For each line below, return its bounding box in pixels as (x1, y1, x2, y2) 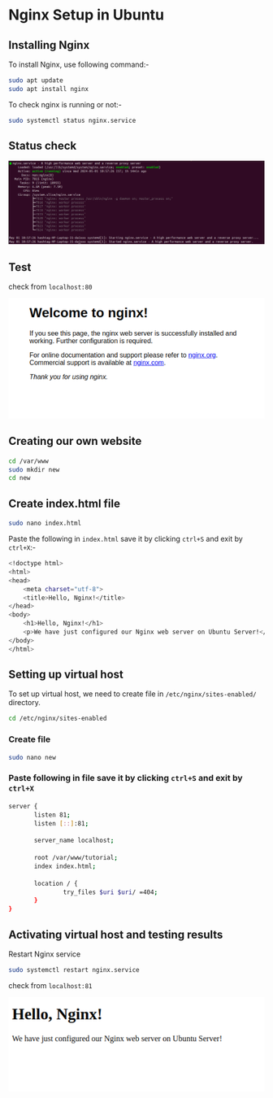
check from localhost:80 (8, 282, 93, 292)
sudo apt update (8, 76, 63, 85)
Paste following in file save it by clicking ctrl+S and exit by (8, 773, 243, 784)
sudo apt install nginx (8, 85, 89, 93)
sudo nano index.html (8, 519, 82, 528)
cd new (8, 474, 31, 482)
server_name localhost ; (33, 836, 115, 845)
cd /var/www (8, 457, 49, 465)
